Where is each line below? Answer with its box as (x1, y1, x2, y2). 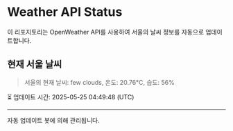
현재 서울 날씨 (7, 59, 62, 70)
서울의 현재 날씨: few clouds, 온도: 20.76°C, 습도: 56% (24, 78, 175, 86)
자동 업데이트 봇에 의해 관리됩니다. (7, 116, 100, 124)
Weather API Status (7, 4, 123, 20)
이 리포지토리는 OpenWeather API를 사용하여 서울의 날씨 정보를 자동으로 (7, 28, 205, 36)
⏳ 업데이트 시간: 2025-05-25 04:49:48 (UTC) (7, 92, 135, 101)
